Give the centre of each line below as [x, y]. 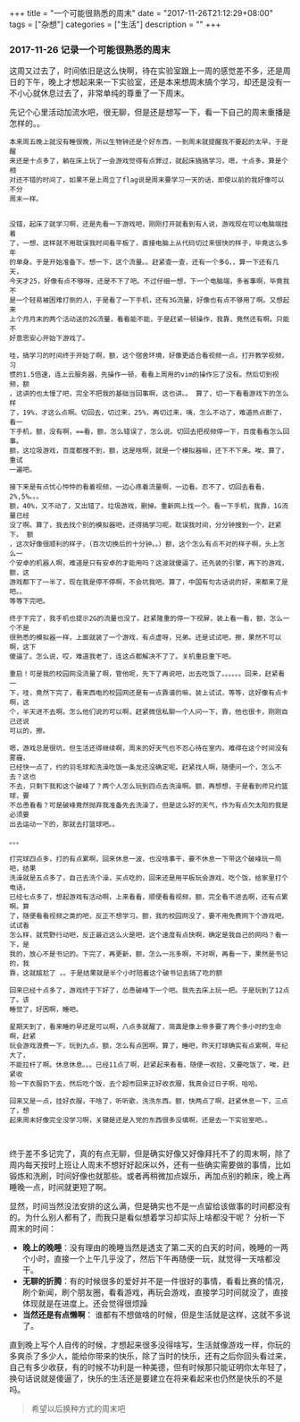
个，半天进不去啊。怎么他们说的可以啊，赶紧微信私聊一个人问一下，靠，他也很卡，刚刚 [146, 712]
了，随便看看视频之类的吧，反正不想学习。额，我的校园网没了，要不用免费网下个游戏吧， [149, 916]
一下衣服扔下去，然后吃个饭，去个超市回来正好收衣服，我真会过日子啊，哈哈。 [138, 1084]
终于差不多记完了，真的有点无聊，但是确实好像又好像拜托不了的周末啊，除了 [150, 1154]
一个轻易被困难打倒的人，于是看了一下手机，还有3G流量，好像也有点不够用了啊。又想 [149, 301]
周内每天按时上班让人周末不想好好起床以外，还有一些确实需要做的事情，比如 [150, 1165]
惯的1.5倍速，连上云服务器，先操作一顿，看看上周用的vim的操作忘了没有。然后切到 [141, 375]
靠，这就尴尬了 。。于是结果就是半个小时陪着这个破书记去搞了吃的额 [116, 974]
